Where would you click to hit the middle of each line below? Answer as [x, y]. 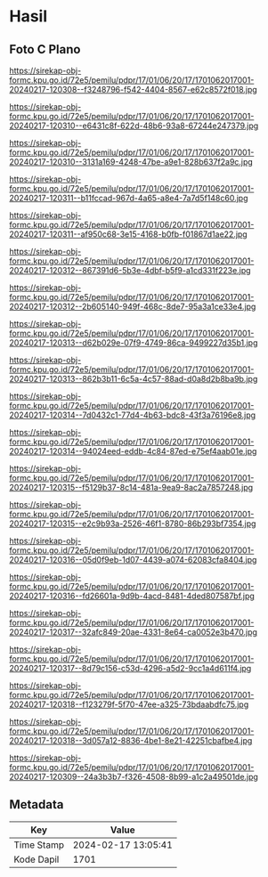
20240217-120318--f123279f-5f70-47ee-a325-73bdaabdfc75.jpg [129, 704]
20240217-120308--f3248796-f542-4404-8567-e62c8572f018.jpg [134, 89]
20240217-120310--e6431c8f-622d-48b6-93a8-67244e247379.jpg [134, 126]
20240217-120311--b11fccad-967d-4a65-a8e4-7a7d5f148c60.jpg [129, 198]
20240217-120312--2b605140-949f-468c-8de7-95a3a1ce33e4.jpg [133, 306]
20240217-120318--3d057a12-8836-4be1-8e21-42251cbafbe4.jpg [131, 740]
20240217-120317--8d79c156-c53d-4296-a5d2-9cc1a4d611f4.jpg [130, 668]
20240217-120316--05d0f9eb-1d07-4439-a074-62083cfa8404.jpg [133, 560]
